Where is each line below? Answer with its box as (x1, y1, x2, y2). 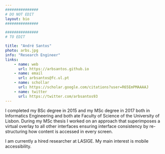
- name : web (14, 62, 38, 67)
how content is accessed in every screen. (28, 128, 113, 134)
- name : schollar (14, 80, 50, 85)
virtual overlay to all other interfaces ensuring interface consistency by (5, 123, 149, 129)
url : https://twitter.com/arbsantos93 (18, 94, 98, 99)
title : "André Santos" (5, 43, 52, 48)
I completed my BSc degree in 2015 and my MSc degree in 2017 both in (5, 107, 150, 114)
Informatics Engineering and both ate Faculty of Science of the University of (5, 113, 160, 118)
